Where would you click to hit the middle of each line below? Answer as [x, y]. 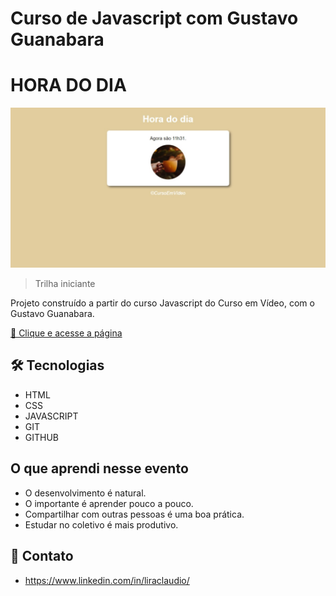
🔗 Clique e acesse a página [66, 333]
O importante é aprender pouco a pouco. [109, 503]
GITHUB [42, 437]
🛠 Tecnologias [57, 365]
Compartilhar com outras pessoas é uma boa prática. [134, 514]
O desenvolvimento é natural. [85, 493]
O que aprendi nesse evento [99, 468]
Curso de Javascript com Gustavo [154, 18]
